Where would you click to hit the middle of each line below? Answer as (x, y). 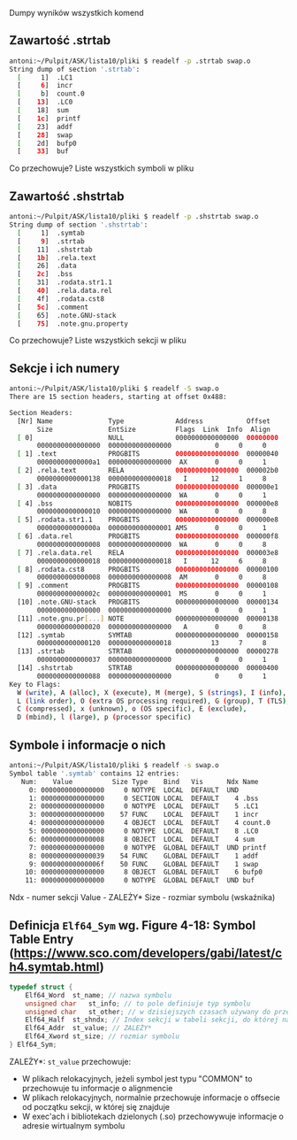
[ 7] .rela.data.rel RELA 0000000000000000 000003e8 (148, 552)
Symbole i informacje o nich (88, 745)
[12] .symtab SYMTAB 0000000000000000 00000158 (148, 635)
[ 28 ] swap (45, 135)
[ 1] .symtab (51, 233)
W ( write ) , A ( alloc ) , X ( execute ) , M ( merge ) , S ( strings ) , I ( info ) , (152, 693)
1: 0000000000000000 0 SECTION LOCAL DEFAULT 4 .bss (144, 798)
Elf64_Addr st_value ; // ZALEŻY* (88, 1028)
